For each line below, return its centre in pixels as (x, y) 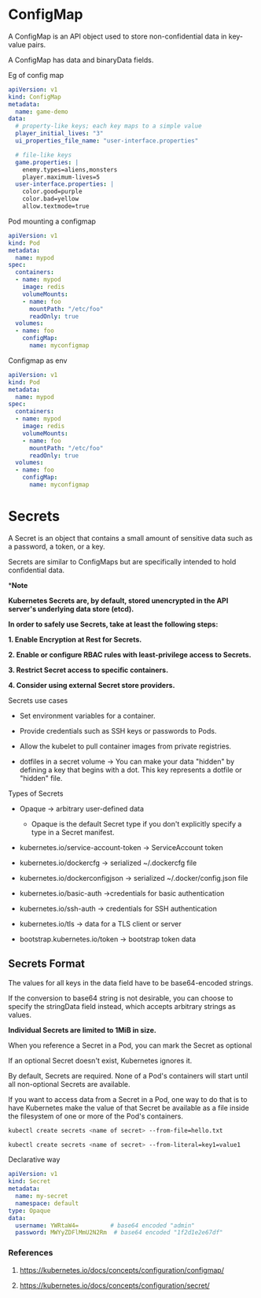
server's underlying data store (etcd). (71, 608)
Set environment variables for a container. (87, 716)
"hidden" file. (41, 778)
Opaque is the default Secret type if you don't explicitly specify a (136, 823)
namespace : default (47, 1203)
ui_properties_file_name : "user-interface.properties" (107, 141)
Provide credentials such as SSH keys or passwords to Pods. (118, 730)
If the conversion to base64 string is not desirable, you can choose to (121, 998)
